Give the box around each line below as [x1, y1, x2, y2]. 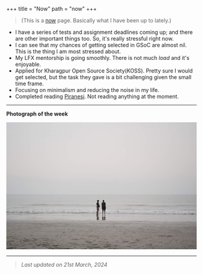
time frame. [14, 80, 44, 87]
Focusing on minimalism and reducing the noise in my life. [14, 86, 159, 93]
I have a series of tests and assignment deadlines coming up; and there [14, 28, 193, 36]
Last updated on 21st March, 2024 [21, 261, 108, 268]
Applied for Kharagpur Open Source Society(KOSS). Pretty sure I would [14, 67, 193, 74]
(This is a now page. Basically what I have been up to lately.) [21, 17, 172, 24]
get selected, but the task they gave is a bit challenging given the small [14, 74, 192, 80]
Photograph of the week [6, 110, 68, 117]
